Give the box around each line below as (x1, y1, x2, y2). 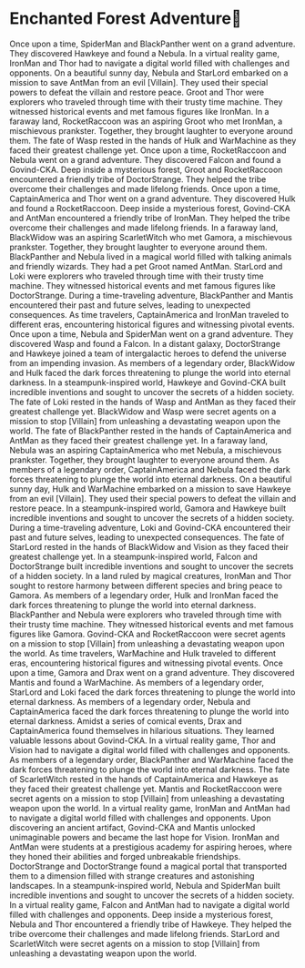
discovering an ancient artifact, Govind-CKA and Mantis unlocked (9, 821, 256, 832)
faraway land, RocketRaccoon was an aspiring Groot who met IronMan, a (9, 116, 283, 127)
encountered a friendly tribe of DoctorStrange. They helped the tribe (9, 173, 267, 185)
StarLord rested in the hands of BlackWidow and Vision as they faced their (9, 541, 290, 552)
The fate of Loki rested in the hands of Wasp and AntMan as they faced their (9, 396, 297, 407)
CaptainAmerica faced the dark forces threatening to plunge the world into (9, 706, 290, 717)
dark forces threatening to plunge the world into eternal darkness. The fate (9, 764, 290, 775)
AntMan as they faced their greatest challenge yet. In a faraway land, (9, 434, 269, 445)
